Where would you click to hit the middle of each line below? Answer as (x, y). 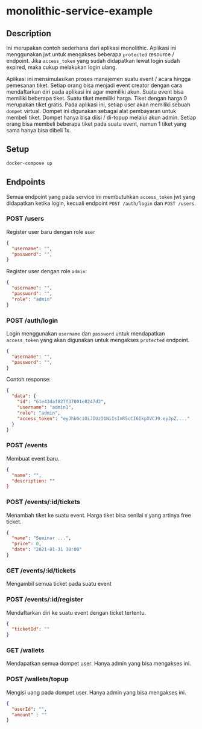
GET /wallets (25, 650)
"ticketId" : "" (31, 629)
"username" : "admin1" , (46, 407)
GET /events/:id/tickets (41, 571)
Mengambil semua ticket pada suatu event (59, 584)
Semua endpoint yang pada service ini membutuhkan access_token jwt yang (101, 196)
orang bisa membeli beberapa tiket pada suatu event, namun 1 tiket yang (96, 124)
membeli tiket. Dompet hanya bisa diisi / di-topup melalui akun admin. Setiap (101, 117)
